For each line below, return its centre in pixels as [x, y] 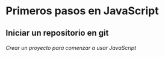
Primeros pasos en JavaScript [82, 11]
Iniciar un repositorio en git [57, 33]
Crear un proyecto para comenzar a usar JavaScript [71, 48]
